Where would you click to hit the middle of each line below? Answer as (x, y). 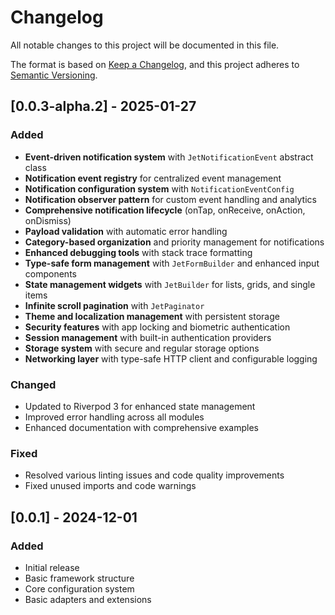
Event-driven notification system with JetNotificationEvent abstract (169, 157)
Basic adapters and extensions (88, 599)
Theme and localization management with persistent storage (152, 316)
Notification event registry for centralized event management (153, 178)
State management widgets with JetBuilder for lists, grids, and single (170, 284)
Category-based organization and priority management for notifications (174, 242)
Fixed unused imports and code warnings (110, 486)
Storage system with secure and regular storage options (142, 348)
